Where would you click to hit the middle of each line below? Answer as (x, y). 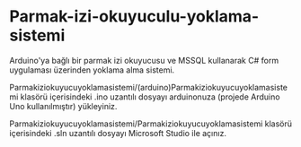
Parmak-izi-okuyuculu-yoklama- (134, 17)
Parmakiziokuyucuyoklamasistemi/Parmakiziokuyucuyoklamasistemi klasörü (150, 124)
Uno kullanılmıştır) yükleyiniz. (63, 106)
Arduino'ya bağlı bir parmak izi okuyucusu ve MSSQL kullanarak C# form (144, 60)
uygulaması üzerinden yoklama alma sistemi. (92, 70)
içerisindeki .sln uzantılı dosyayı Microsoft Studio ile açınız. (118, 133)
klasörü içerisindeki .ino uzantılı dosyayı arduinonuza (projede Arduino (150, 97)
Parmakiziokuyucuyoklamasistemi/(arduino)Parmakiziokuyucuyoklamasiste (148, 87)
